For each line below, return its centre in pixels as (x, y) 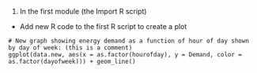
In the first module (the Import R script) (83, 11)
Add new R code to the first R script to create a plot (103, 26)
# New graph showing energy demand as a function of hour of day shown (128, 41)
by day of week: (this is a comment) (70, 48)
